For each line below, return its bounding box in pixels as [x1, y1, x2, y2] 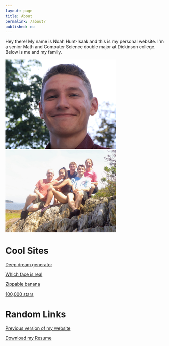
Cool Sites [5, 245, 49, 256]
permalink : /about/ [5, 19, 46, 24]
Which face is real [5, 271, 43, 277]
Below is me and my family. [5, 49, 62, 55]
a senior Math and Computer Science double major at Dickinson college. [5, 44, 156, 50]
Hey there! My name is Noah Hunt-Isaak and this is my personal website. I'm [5, 38, 164, 45]
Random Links [5, 308, 66, 320]
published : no [5, 24, 35, 29]
